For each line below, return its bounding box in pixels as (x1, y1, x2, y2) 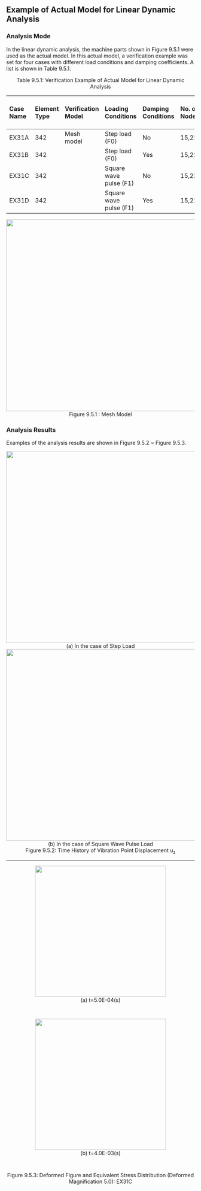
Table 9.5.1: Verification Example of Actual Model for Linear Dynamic (16, 76, 185, 83)
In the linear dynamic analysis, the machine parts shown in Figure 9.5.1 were (6, 46, 193, 53)
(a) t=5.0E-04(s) (80, 996, 121, 1004)
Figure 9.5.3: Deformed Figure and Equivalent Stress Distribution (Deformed (7, 1171, 194, 1178)
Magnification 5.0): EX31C (68, 1178, 133, 1185)
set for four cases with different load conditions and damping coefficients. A (6, 58, 194, 65)
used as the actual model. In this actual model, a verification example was (6, 52, 188, 59)
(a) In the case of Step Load (66, 642, 135, 649)
